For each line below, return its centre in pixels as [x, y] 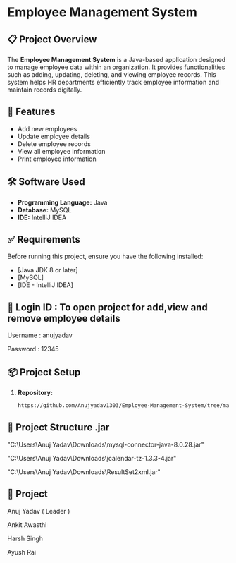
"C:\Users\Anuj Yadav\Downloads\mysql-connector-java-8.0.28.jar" [106, 444]
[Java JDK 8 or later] [48, 270]
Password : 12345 [33, 349]
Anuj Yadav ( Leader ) [39, 511]
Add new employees [47, 128]
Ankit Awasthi [27, 525]
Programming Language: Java [62, 202]
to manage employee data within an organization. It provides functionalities [116, 67]
